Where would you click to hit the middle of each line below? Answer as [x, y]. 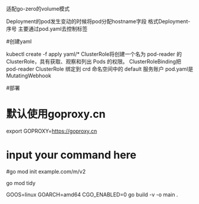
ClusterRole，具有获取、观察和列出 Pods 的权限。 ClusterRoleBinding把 [94, 62]
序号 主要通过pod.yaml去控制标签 [47, 29]
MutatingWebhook [29, 76]
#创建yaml [19, 41]
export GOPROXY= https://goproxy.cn [52, 131]
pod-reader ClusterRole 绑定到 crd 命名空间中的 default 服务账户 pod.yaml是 [100, 69]
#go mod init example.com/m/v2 [46, 171]
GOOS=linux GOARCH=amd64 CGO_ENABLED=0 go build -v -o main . [92, 194]
